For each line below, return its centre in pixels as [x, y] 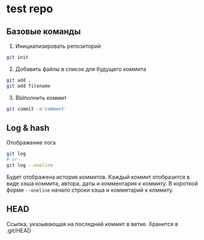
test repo [30, 9]
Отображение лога [31, 143]
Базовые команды [43, 32]
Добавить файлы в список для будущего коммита [81, 69]
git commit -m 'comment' [37, 109]
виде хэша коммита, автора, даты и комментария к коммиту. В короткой [102, 183]
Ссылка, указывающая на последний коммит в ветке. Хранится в [93, 224]
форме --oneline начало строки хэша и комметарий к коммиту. [90, 190]
